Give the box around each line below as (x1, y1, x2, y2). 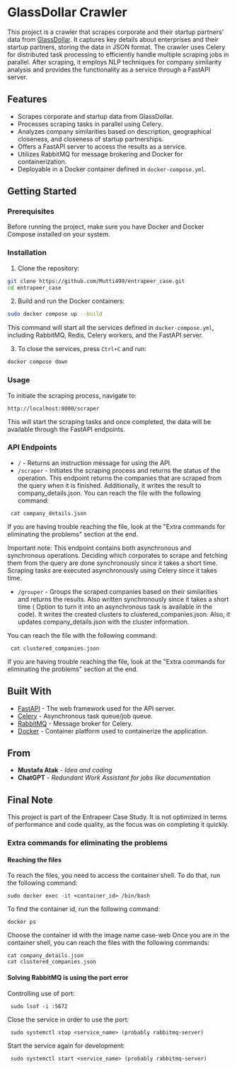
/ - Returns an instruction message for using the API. (17, 458, 172, 467)
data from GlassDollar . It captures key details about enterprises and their (7, 35, 219, 43)
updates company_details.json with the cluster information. (17, 617, 190, 626)
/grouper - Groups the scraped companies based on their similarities (17, 587, 218, 595)
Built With (7, 685, 52, 697)
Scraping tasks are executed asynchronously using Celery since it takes (7, 566, 217, 574)
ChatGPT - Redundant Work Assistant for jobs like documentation (17, 773, 211, 782)
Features (7, 93, 47, 105)
